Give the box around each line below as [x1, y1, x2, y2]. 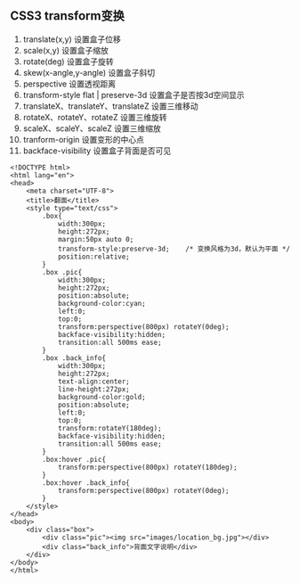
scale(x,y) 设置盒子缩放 [22, 45, 109, 55]
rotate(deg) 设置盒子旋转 [22, 56, 114, 67]
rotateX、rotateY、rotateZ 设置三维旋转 [22, 111, 167, 122]
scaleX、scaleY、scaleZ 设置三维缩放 [22, 123, 161, 134]
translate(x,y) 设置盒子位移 [22, 34, 121, 45]
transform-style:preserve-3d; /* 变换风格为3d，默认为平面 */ [57, 244, 291, 253]
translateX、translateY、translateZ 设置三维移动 [22, 101, 198, 111]
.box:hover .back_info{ [42, 478, 130, 488]
